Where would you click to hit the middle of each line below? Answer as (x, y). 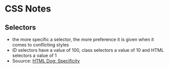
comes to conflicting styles (40, 45)
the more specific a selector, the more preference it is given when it (83, 39)
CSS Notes (28, 9)
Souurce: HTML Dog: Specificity (46, 61)
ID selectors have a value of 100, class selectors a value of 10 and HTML (88, 50)
